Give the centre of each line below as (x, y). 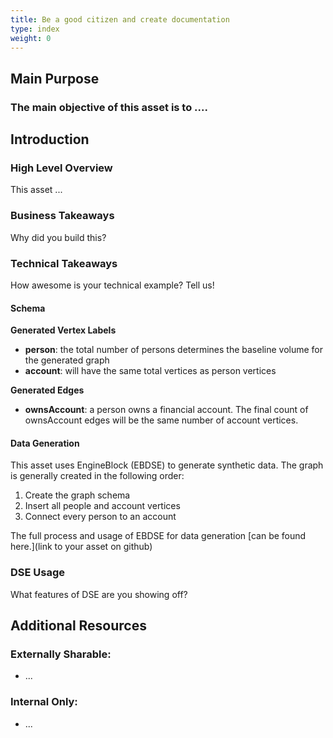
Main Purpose (55, 78)
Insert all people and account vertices (102, 506)
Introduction (50, 139)
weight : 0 (31, 38)
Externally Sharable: (61, 654)
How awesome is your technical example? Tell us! (112, 285)
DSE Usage (38, 573)
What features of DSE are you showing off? (99, 594)
